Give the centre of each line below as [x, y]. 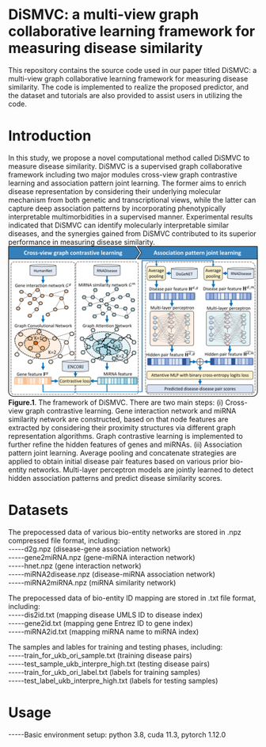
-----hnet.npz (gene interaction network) [75, 566]
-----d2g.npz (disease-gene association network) [89, 549]
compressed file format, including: [64, 540]
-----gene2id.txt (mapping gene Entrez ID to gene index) [101, 623]
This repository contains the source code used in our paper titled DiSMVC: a [133, 70]
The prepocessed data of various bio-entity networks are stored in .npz [125, 532]
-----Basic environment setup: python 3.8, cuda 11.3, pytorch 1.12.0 [117, 734]
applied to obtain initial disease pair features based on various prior [118, 462]
